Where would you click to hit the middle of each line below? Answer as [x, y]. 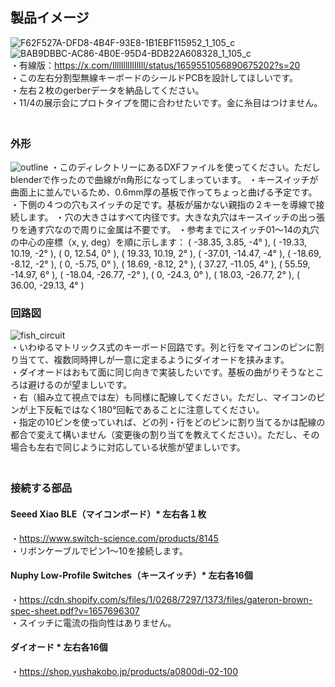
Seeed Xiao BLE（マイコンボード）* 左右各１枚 [108, 514]
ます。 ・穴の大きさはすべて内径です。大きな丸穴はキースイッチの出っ [172, 217]
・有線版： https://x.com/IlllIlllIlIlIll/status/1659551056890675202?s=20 [155, 65]
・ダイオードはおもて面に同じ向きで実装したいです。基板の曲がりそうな [158, 372]
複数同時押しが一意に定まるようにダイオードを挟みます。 [171, 360]
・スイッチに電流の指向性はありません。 [93, 622]
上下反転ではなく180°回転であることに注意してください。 [146, 410]
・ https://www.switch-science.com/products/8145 [114, 538]
